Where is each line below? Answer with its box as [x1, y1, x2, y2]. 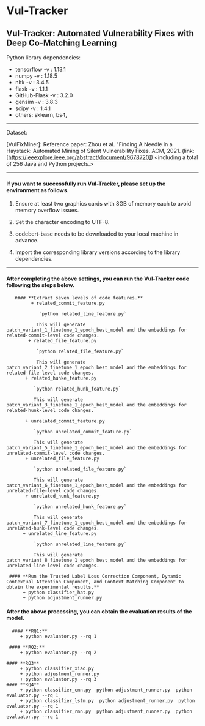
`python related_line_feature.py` [38, 311, 127, 317]
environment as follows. [6, 186, 69, 193]
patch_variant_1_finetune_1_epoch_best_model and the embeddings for [6, 327, 187, 334]
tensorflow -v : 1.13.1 [15, 65, 66, 73]
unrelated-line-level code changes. [6, 563, 99, 569]
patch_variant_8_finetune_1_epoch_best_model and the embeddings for [6, 558, 187, 564]
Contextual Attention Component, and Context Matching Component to [6, 579, 184, 585]
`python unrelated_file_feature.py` [33, 466, 127, 473]
